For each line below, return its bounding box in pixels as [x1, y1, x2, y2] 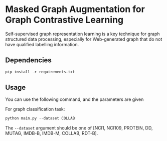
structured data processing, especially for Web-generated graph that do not [5, 36, 162, 42]
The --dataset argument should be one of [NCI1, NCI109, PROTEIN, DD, [5, 125, 153, 131]
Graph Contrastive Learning [5, 14, 124, 26]
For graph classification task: [5, 106, 65, 112]
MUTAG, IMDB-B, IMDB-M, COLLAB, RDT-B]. [5, 130, 98, 136]
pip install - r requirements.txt [5, 69, 75, 74]
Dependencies [5, 56, 52, 65]
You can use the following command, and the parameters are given [5, 96, 144, 102]
